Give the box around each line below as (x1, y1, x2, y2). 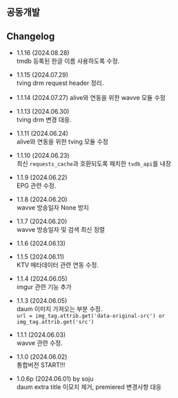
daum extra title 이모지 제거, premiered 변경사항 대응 (16, 383, 161, 391)
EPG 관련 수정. (16, 181, 57, 190)
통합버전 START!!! (16, 361, 66, 369)
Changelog (6, 30, 55, 42)
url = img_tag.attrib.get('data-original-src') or (16, 312, 166, 319)
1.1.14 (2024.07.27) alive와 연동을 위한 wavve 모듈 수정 (16, 94, 166, 102)
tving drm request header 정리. (16, 79, 104, 88)
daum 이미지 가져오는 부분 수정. (16, 305, 103, 313)
